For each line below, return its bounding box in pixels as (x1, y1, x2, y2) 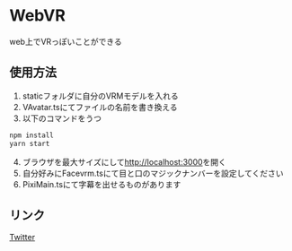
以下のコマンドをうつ (22, 113, 102, 124)
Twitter (9, 232, 36, 243)
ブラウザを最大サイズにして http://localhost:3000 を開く (22, 156, 227, 167)
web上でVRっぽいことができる (9, 36, 123, 47)
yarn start (9, 139, 50, 148)
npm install (9, 131, 54, 140)
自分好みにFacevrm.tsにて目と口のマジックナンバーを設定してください (22, 168, 285, 178)
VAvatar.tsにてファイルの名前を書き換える (22, 101, 178, 112)
